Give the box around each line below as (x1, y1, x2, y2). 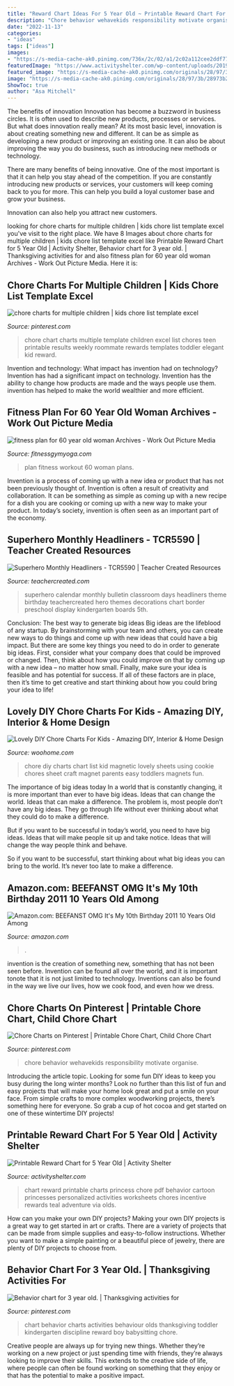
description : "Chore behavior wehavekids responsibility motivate (7, 17, 204, 24)
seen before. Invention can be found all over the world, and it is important (7, 967, 218, 976)
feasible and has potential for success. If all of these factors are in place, (7, 671, 216, 679)
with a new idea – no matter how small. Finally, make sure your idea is (7, 663, 207, 671)
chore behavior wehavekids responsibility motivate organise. (24, 1059, 199, 1066)
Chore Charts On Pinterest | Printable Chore (7, 1002, 201, 1014)
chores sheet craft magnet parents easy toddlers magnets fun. (24, 769, 204, 778)
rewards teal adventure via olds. (24, 1200, 117, 1209)
